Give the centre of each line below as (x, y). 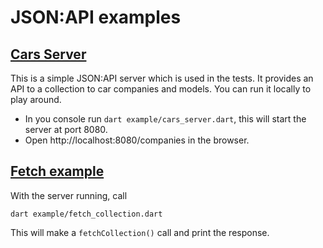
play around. (36, 99)
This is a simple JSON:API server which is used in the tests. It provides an (162, 78)
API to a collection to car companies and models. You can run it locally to (161, 89)
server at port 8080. (66, 129)
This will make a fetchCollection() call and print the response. (140, 232)
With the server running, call (69, 195)
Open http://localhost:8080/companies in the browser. (137, 140)
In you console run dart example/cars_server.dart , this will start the (165, 119)
